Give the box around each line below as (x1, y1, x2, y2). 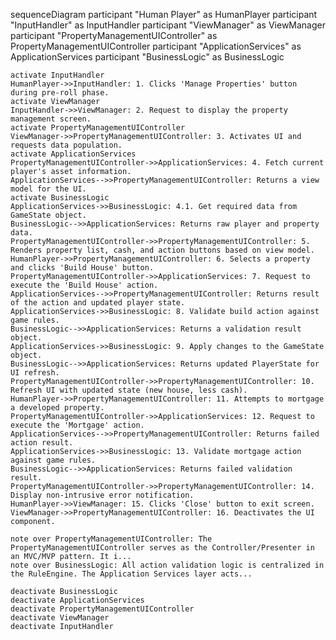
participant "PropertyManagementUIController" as (10, 30, 218, 41)
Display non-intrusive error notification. (10, 490, 195, 500)
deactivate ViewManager (10, 613, 110, 623)
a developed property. (10, 403, 105, 413)
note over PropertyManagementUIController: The (10, 534, 213, 544)
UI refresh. (10, 368, 60, 378)
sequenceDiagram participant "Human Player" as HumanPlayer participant (10, 9, 318, 20)
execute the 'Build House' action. (10, 280, 159, 290)
